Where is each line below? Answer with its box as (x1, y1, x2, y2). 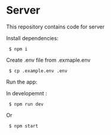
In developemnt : (6, 89, 47, 97)
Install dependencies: (6, 34, 59, 41)
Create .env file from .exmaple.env (6, 56, 91, 63)
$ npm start (8, 123, 39, 129)
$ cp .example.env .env (8, 67, 68, 74)
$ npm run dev (8, 101, 44, 107)
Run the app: (6, 78, 37, 85)
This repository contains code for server (6, 23, 105, 30)
